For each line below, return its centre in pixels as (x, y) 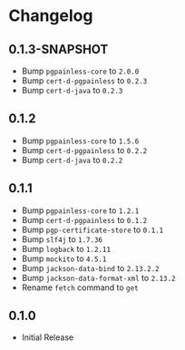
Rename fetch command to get (80, 287)
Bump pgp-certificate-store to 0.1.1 (92, 229)
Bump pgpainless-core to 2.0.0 (80, 71)
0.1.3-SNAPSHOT (58, 49)
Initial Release (48, 337)
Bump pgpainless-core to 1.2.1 (80, 210)
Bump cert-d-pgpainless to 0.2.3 (84, 81)
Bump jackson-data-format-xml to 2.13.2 (98, 277)
